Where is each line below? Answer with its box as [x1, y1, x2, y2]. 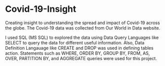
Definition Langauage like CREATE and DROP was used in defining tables [5, 45, 154, 51]
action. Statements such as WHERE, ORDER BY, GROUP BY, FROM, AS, [5, 50, 150, 56]
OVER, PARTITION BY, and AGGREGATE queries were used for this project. [5, 55, 157, 61]
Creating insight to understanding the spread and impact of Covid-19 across [5, 20, 160, 26]
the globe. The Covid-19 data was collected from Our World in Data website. [5, 25, 161, 31]
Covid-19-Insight [5, 3, 77, 15]
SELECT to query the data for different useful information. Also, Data [5, 39, 145, 45]
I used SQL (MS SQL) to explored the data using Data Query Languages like [5, 34, 159, 40]
